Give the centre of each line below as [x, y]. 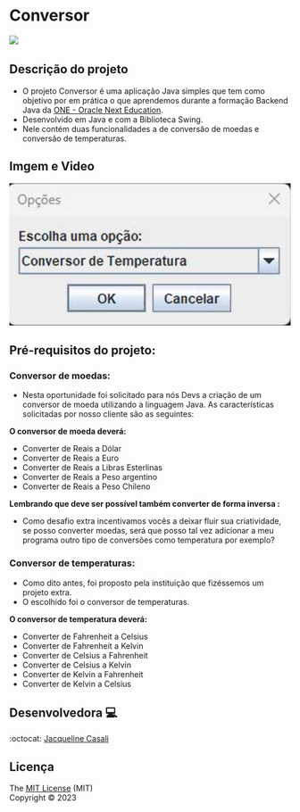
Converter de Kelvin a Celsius [77, 684]
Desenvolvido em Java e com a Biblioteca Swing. [112, 119]
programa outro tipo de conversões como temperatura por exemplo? [148, 540]
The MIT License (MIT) [51, 788]
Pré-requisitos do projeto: [83, 350]
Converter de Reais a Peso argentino [90, 477]
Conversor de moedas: [60, 376]
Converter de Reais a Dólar [72, 449]
